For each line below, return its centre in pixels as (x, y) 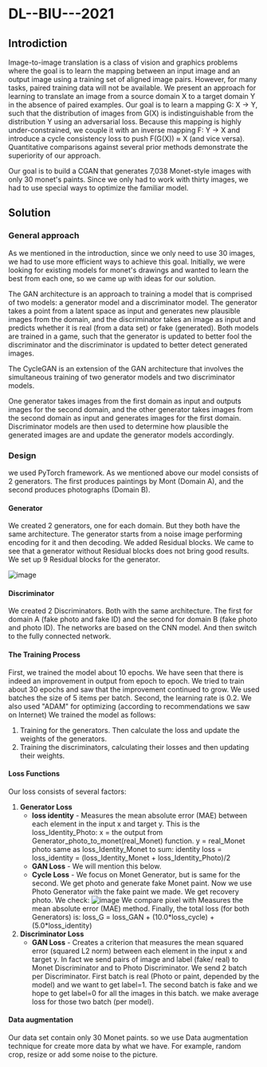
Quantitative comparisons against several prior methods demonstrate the (128, 147)
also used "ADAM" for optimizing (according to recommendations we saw (129, 706)
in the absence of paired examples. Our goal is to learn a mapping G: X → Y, (133, 105)
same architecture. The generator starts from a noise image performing (126, 534)
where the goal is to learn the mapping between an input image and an (124, 71)
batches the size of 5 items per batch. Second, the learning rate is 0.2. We (130, 697)
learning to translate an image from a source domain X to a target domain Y (132, 96)
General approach (44, 236)
